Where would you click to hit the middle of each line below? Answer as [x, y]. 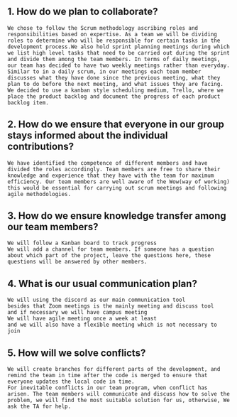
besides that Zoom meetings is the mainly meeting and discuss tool [111, 306]
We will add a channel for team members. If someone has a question [111, 249]
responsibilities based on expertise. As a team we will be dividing [112, 34]
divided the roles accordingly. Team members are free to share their [114, 169]
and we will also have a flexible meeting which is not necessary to [112, 325]
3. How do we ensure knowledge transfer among [117, 216]
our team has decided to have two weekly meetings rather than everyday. [119, 65]
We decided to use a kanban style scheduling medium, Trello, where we [115, 90]
